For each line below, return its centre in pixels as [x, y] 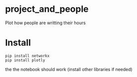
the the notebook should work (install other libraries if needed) [69, 69]
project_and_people [47, 9]
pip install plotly [25, 60]
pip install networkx [27, 56]
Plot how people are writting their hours [46, 23]
